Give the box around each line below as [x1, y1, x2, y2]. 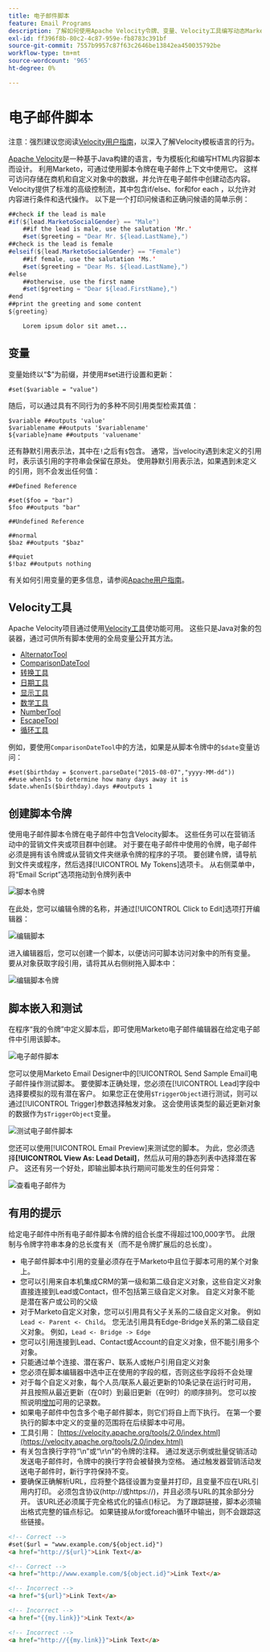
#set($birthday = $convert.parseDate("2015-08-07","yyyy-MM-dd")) [8, 769, 235, 777]
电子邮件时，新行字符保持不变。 [27, 1466, 133, 1476]
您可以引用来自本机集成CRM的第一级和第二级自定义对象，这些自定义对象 [19, 1276, 262, 1286]
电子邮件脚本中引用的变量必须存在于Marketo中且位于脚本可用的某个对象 [19, 1256, 260, 1266]
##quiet [8, 553, 35, 561]
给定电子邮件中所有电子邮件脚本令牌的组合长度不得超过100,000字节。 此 [8, 1229, 249, 1239]
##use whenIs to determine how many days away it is [8, 775, 189, 784]
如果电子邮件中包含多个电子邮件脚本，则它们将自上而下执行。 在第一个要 [19, 1407, 262, 1417]
